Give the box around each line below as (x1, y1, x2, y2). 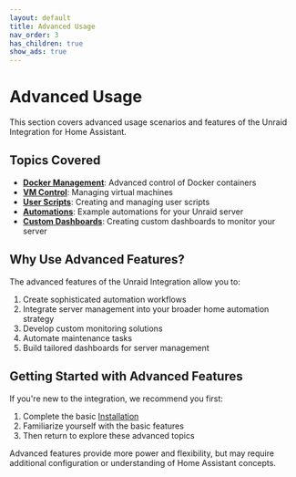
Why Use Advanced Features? (9, 252, 185, 267)
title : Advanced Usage (9, 22, 96, 31)
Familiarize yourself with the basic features (22, 420, 185, 431)
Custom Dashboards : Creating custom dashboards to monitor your (22, 215, 276, 226)
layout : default (9, 13, 71, 23)
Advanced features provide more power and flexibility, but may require (9, 448, 275, 459)
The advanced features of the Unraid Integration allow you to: (9, 275, 241, 287)
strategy (22, 313, 55, 324)
